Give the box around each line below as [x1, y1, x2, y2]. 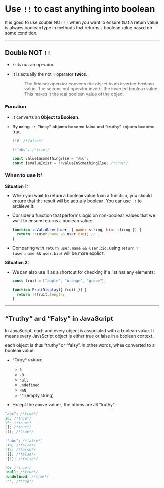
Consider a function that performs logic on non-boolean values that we [12, 212, 155, 218]
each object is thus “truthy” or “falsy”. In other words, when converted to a [5, 342, 155, 348]
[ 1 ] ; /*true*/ [5, 429, 34, 434]
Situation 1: [5, 183, 28, 189]
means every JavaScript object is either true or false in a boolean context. [5, 333, 154, 339]
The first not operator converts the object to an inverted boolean [24, 81, 154, 86]
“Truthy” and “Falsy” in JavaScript [5, 315, 114, 323]
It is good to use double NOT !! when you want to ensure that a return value [5, 20, 159, 25]
